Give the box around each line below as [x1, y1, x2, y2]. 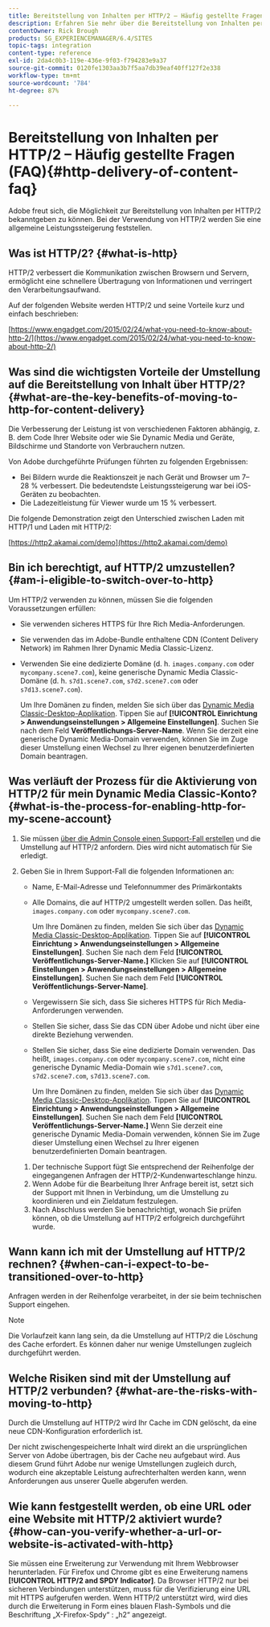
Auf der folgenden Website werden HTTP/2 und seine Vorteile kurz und [8, 301, 245, 310]
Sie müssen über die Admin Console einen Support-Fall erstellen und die [19, 833, 261, 843]
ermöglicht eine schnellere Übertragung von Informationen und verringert [8, 277, 252, 286]
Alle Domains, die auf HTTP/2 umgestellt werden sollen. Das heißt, [31, 898, 253, 907]
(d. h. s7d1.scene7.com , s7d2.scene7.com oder [49, 676, 198, 685]
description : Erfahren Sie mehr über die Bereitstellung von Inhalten [8, 19, 250, 27]
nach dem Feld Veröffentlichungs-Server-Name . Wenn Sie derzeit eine [19, 725, 259, 735]
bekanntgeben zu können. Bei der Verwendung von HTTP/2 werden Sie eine [8, 215, 261, 224]
